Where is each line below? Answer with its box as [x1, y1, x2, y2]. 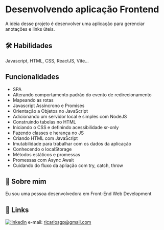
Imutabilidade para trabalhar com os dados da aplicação [12, 140, 132, 147]
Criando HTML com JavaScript [12, 135, 78, 141]
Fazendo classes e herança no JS [12, 130, 84, 136]
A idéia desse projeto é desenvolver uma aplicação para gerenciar [5, 20, 145, 27]
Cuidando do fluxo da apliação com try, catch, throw [12, 162, 124, 169]
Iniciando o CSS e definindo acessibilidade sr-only [12, 124, 119, 130]
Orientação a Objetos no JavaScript [12, 108, 88, 114]
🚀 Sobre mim [5, 177, 47, 185]
